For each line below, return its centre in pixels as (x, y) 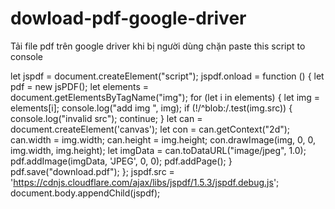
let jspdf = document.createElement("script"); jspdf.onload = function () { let (167, 76)
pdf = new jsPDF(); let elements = (80, 86)
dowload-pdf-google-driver (128, 18)
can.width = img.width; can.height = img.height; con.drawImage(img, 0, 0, (163, 139)
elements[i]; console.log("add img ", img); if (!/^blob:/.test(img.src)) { (151, 108)
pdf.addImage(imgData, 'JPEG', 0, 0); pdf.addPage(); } (121, 161)
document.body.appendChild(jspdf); (85, 193)
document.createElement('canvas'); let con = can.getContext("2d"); (150, 129)
